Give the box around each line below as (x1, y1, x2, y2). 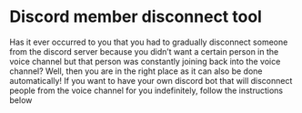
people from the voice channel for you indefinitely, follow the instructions (9, 85, 284, 96)
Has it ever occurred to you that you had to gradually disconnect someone (9, 36, 288, 47)
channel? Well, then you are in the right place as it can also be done (9, 66, 263, 77)
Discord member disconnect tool (9, 6, 262, 27)
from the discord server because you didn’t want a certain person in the (9, 46, 279, 56)
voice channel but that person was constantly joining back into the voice (9, 56, 281, 67)
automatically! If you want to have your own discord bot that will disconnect (9, 75, 293, 86)
